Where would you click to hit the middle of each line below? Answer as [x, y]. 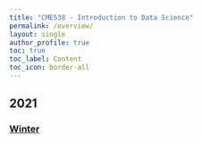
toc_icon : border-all [50, 68]
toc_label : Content [46, 59]
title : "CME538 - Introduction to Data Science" [101, 17]
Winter [25, 129]
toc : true [28, 51]
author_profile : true [50, 42]
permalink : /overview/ [51, 26]
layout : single [38, 34]
